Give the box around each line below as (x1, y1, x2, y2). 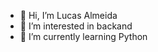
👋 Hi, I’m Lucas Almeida (19, 10, 118, 21)
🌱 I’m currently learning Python (19, 31, 148, 42)
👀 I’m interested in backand (19, 20, 133, 32)
